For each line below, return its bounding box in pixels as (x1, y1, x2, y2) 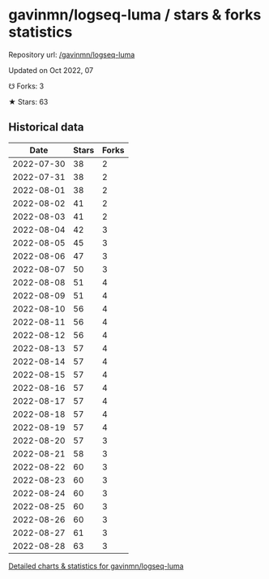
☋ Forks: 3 (8, 81, 45, 91)
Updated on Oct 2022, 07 (8, 65, 94, 75)
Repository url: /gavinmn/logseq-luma (8, 49, 135, 59)
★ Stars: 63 (8, 96, 49, 106)
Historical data (8, 120, 84, 135)
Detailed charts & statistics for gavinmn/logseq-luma (8, 561, 184, 571)
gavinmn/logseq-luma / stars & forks (8, 6, 262, 24)
